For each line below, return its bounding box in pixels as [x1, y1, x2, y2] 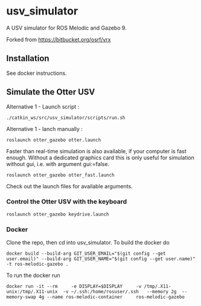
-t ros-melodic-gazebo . [6, 261, 69, 267]
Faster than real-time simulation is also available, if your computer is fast [6, 147, 187, 155]
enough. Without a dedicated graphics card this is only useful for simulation [6, 154, 195, 161]
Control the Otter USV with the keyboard [6, 197, 127, 206]
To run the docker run [6, 272, 60, 279]
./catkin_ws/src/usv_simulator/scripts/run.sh [6, 115, 126, 121]
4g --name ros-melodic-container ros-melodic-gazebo [38, 294, 185, 300]
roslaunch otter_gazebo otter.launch [6, 137, 101, 143]
